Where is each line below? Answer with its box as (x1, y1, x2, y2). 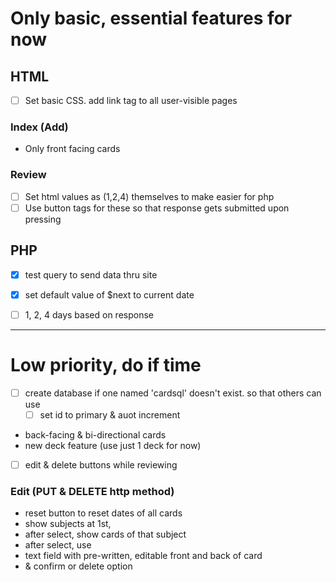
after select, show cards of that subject (24, 528, 187, 541)
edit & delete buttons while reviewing (24, 458, 178, 471)
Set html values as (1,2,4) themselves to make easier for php (24, 190, 275, 202)
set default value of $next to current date (24, 288, 195, 301)
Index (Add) (10, 120, 69, 134)
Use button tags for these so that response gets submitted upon (24, 202, 290, 214)
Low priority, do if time (10, 353, 202, 376)
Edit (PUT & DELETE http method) (10, 484, 175, 498)
